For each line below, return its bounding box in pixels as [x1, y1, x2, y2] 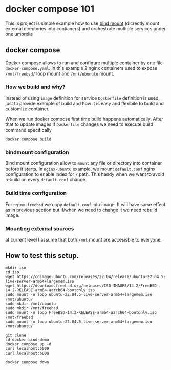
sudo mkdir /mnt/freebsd [5, 305, 58, 311]
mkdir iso [5, 265, 27, 270]
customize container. [5, 106, 50, 112]
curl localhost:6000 [5, 350, 50, 356]
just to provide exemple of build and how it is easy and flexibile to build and [5, 101, 164, 107]
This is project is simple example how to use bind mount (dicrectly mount [5, 20, 160, 26]
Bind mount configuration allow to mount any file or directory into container [5, 160, 162, 166]
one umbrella [5, 31, 33, 37]
